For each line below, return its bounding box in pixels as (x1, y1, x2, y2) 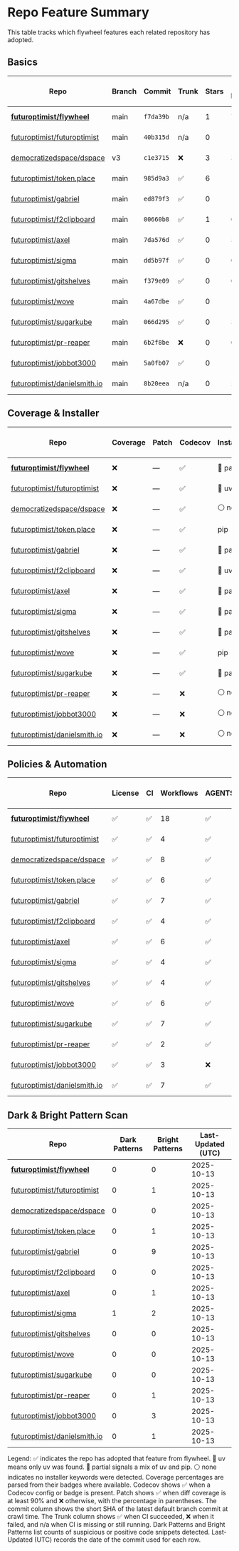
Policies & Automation (7, 758, 107, 770)
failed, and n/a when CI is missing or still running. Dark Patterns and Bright (7, 1520, 225, 1529)
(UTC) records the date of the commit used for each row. (34, 1535, 201, 1544)
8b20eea (143, 379, 169, 388)
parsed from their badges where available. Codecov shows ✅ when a (7, 1480, 211, 1489)
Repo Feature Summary (7, 4, 149, 21)
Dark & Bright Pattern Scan (7, 1109, 129, 1121)
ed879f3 (143, 194, 169, 203)
